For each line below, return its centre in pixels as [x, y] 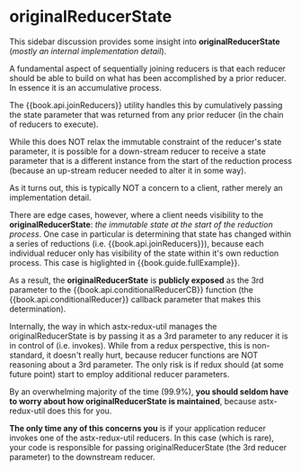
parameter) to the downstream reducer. [82, 457]
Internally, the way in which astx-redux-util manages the [113, 326]
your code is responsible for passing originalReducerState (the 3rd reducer [148, 447]
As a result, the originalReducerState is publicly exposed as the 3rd [137, 280]
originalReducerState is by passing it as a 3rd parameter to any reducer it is [149, 336]
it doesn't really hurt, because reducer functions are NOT [152, 355]
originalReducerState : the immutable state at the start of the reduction [141, 224]
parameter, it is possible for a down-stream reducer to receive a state [138, 151]
